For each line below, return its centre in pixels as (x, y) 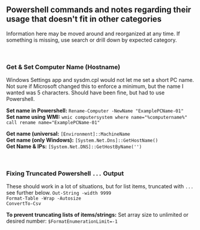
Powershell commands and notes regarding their (99, 10)
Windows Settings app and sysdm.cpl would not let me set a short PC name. (100, 80)
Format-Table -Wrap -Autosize (44, 199)
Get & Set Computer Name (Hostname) (63, 67)
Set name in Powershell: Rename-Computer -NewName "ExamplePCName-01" (95, 111)
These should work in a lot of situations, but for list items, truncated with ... (100, 186)
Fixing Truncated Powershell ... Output (65, 174)
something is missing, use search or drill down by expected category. (92, 40)
